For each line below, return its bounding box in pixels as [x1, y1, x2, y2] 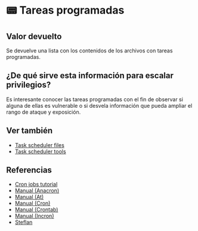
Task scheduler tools [14, 148, 67, 155]
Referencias [6, 165, 52, 175]
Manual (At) [14, 193, 44, 201]
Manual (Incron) [14, 213, 54, 220]
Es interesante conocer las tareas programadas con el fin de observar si [6, 95, 184, 103]
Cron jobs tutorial [14, 181, 58, 188]
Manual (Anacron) [14, 187, 60, 194]
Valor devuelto [6, 31, 62, 41]
